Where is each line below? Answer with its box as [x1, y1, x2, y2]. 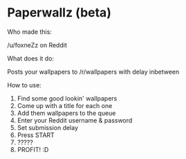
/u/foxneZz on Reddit [7, 41, 67, 49]
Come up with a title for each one [17, 101, 113, 109]
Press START [17, 131, 55, 139]
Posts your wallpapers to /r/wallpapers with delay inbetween [7, 67, 180, 76]
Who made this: [7, 28, 52, 36]
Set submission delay [17, 123, 78, 131]
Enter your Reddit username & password [17, 116, 133, 125]
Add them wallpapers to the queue [17, 109, 116, 117]
